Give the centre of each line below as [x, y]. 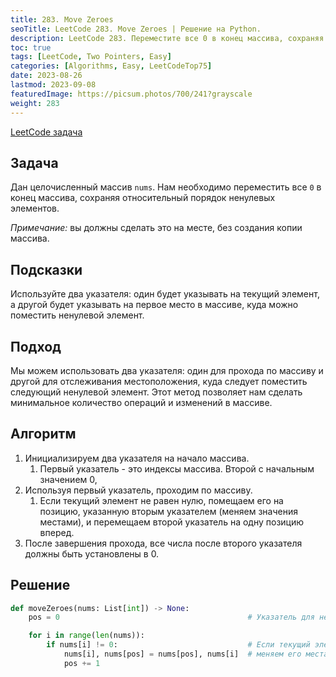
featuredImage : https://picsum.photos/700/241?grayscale [131, 94]
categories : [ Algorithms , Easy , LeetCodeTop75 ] [111, 66]
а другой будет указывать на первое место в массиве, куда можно [154, 305]
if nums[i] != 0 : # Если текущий [178, 645]
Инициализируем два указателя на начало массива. [137, 458]
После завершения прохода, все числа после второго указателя [163, 543]
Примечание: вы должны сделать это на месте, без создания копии [156, 228]
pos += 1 [82, 663]
